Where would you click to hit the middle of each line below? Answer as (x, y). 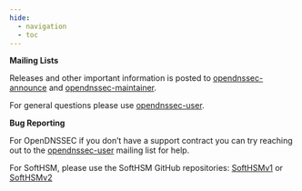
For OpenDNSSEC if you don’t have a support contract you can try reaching (151, 141)
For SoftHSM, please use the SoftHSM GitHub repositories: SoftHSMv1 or (146, 168)
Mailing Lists (34, 61)
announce (28, 88)
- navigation (42, 26)
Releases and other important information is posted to (111, 78)
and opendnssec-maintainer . (103, 88)
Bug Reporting (37, 123)
